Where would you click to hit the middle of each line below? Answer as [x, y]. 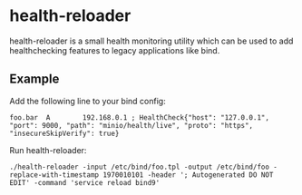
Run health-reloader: [48, 150]
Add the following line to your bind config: [88, 101]
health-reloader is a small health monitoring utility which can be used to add [151, 41]
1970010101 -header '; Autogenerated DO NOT [188, 175]
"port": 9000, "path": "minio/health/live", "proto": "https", [132, 125]
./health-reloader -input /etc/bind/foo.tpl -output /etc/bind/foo [140, 167]
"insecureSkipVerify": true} [64, 133]
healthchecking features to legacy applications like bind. [115, 50]
